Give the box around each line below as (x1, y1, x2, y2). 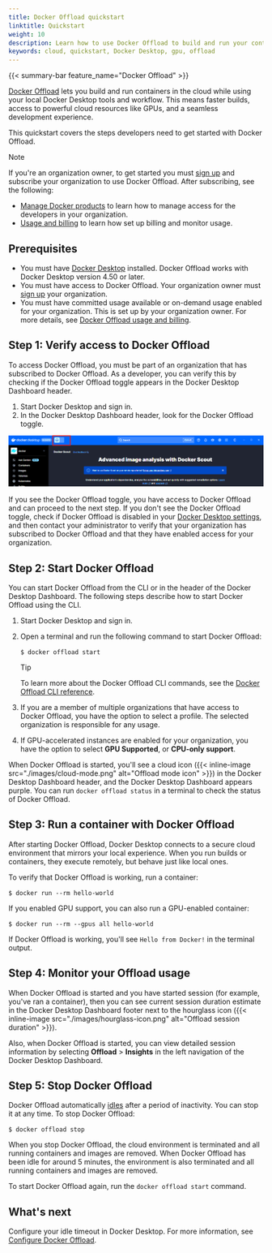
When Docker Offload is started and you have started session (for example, (8, 988, 261, 997)
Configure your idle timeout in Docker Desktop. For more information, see (8, 1226, 253, 1237)
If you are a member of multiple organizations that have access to (19, 703, 240, 713)
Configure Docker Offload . (8, 1235, 97, 1245)
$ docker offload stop (8, 1126, 85, 1134)
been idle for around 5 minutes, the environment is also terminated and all (8, 1157, 255, 1167)
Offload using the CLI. (8, 601, 82, 610)
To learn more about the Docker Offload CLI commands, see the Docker (19, 678, 261, 688)
